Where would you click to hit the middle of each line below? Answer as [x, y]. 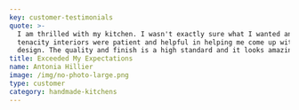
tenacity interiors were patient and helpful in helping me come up [147, 42]
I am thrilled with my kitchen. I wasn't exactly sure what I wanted [149, 34]
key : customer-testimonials [61, 17]
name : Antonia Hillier [51, 67]
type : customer [37, 83]
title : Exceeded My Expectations [71, 59]
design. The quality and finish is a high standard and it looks [141, 51]
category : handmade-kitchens [63, 91]
